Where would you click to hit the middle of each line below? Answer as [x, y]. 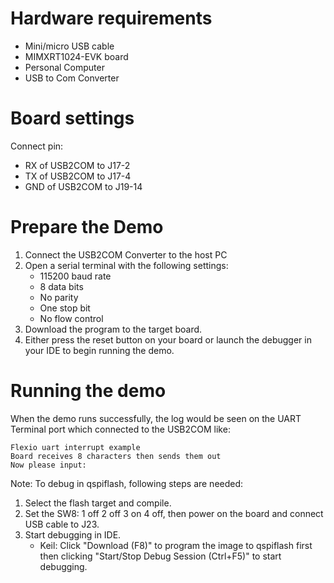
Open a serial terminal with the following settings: [126, 265]
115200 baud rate [75, 276]
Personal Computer [64, 67]
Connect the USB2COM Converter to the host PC [126, 254]
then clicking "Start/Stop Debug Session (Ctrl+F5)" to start [160, 556]
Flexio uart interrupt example [75, 447]
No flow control [71, 318]
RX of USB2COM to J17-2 [77, 165]
